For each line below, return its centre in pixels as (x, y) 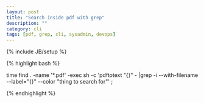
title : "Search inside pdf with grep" (55, 18)
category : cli (24, 29)
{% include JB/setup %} (37, 51)
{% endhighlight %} (31, 93)
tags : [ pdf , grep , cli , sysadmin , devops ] (61, 35)
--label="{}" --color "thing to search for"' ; (60, 82)
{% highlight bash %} (33, 64)
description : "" (27, 23)
